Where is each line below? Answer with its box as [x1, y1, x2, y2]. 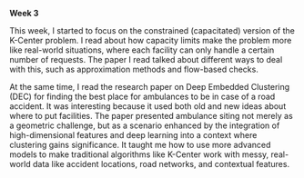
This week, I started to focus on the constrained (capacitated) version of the [9, 25, 296, 35]
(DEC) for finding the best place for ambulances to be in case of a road [9, 91, 276, 102]
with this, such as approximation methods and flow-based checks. [9, 64, 259, 74]
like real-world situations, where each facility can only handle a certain [9, 44, 275, 55]
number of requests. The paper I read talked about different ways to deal [9, 54, 283, 64]
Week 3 [9, 8, 39, 18]
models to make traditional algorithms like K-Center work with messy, [9, 149, 269, 160]
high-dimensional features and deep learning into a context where [9, 130, 258, 140]
